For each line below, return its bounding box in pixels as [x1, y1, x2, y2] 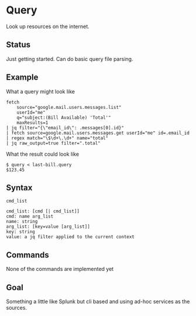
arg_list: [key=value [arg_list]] [6, 224, 91, 230]
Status [6, 40, 31, 50]
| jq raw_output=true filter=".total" [6, 140, 101, 146]
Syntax [6, 183, 33, 193]
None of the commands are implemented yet [6, 266, 114, 273]
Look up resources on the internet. [6, 23, 90, 30]
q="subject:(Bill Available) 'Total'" [16, 115, 111, 121]
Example [6, 73, 39, 83]
